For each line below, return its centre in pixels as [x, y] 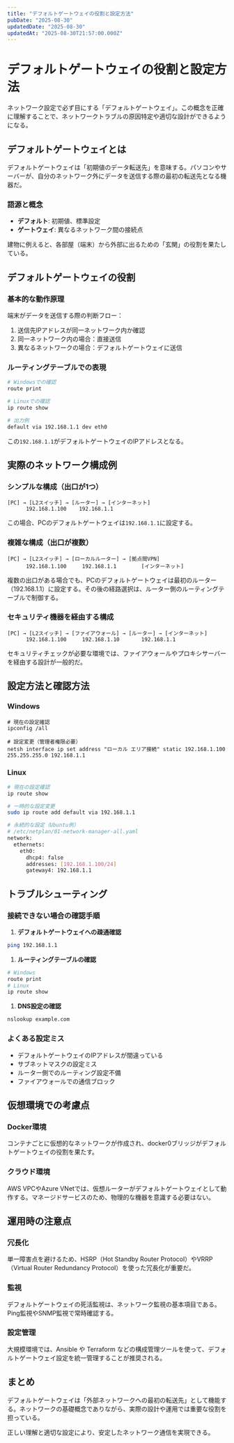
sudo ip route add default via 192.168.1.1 [71, 812]
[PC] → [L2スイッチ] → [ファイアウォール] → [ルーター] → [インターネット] [107, 633]
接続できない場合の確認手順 [54, 916]
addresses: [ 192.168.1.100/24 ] [71, 864]
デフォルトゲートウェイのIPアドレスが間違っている [90, 1055]
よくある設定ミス [36, 1039]
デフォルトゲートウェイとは [67, 149]
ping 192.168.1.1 [32, 945]
